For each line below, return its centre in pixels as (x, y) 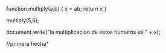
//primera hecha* (28, 44)
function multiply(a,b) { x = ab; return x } (56, 9)
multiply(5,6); (23, 20)
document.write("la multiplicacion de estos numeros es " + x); (83, 32)
